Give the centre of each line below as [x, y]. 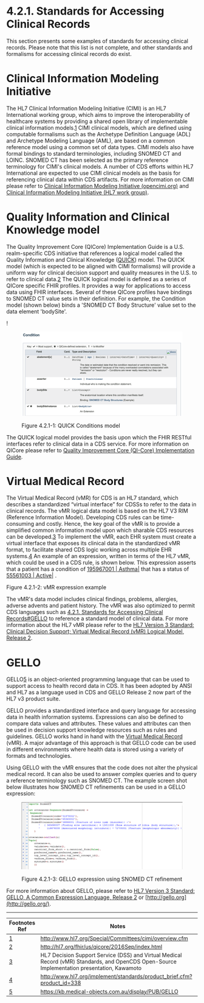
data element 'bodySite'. [37, 311]
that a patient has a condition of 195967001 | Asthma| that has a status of [98, 569]
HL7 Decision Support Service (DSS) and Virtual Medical [111, 955]
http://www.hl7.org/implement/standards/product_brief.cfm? [116, 977]
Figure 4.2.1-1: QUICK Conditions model [71, 425]
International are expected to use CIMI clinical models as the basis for [93, 173]
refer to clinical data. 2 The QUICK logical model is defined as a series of [97, 279]
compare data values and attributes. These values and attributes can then [99, 724]
